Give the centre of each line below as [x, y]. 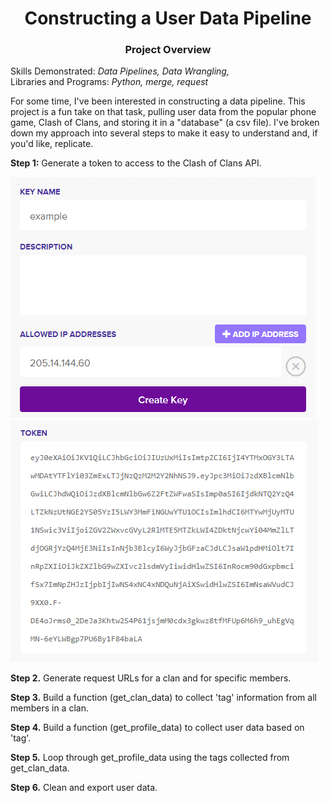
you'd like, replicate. [52, 144]
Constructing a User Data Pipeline [168, 18]
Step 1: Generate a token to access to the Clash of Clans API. [136, 163]
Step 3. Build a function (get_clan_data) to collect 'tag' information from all [163, 698]
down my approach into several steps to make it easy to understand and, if [164, 133]
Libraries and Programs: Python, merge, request [109, 82]
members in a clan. [49, 708]
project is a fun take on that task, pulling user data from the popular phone [163, 112]
